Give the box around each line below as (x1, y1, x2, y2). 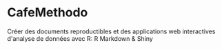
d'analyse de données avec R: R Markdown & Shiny (7, 34, 153, 42)
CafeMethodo (7, 5, 88, 20)
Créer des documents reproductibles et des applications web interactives (7, 27, 216, 35)
